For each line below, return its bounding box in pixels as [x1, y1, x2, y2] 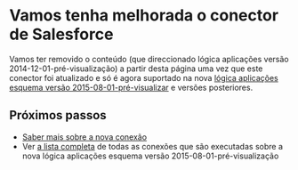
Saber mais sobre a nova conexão [21, 131, 148, 142]
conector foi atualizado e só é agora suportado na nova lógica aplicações [9, 72, 278, 83]
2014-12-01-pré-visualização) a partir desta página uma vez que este [9, 63, 263, 74]
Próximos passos [9, 108, 107, 123]
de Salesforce [9, 24, 114, 45]
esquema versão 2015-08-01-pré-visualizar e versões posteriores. [9, 82, 254, 93]
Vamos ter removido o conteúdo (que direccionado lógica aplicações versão [9, 53, 289, 64]
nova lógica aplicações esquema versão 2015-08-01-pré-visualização [21, 150, 279, 161]
